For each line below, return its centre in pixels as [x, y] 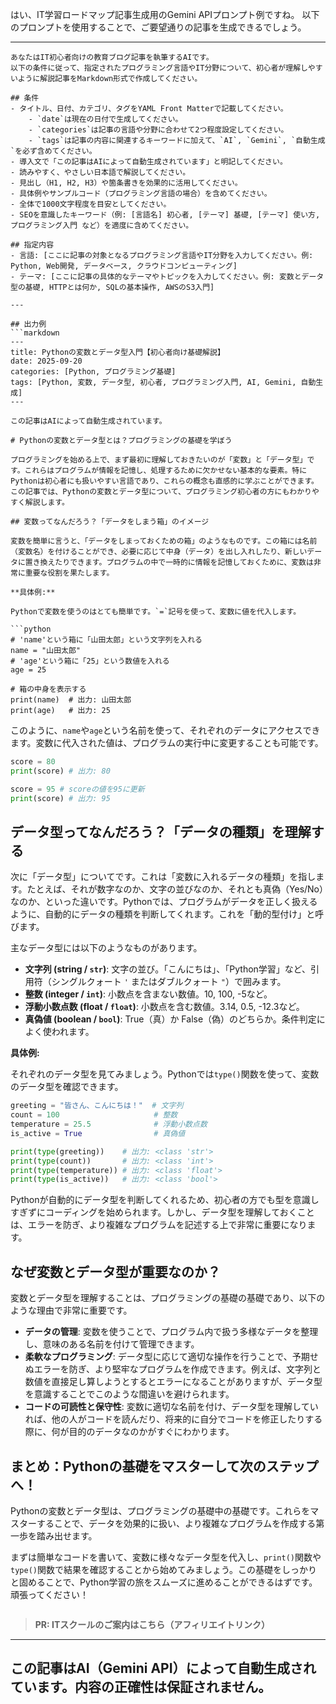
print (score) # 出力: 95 [60, 798]
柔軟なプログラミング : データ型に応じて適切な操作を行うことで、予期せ [171, 1357]
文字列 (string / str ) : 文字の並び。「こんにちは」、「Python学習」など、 [168, 969]
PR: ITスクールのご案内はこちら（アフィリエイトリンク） [152, 1624]
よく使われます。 [59, 1032]
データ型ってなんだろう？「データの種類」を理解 [161, 831]
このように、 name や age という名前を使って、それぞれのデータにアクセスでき [165, 730]
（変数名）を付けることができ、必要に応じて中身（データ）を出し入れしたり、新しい [159, 552]
